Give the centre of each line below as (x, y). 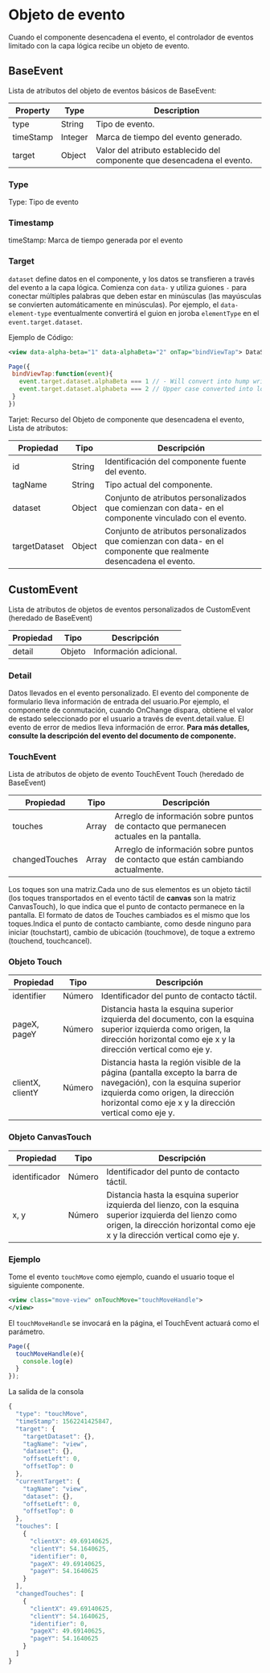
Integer (74, 137)
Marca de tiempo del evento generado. (169, 137)
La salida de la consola (46, 1392)
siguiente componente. (46, 1285)
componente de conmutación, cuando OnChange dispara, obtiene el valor (131, 710)
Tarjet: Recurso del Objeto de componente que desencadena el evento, (127, 419)
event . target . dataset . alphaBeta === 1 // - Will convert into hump (134, 382)
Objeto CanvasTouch (50, 1137)
